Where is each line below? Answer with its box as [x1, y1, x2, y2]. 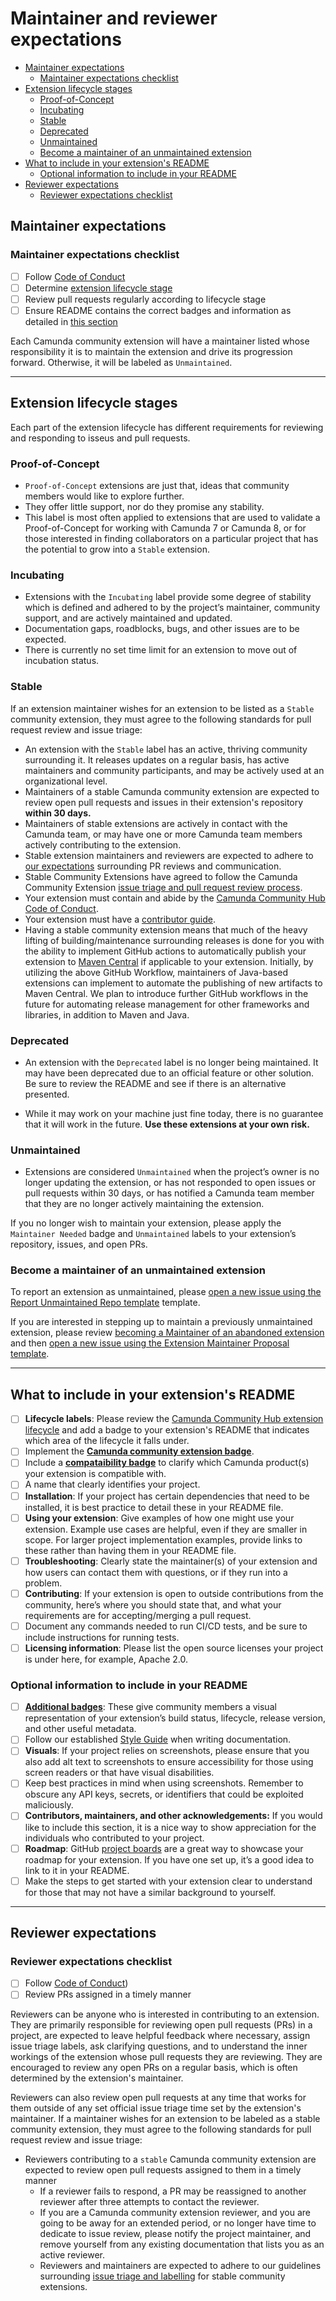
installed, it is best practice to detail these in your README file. [24, 1501, 284, 1513]
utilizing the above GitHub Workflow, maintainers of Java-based [24, 966, 288, 978]
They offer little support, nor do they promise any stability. [24, 500, 265, 512]
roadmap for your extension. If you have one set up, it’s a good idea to [24, 1853, 315, 1866]
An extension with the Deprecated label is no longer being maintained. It [24, 1056, 319, 1068]
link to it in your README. [24, 1864, 130, 1876]
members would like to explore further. [24, 490, 185, 502]
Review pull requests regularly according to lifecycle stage [24, 293, 267, 305]
